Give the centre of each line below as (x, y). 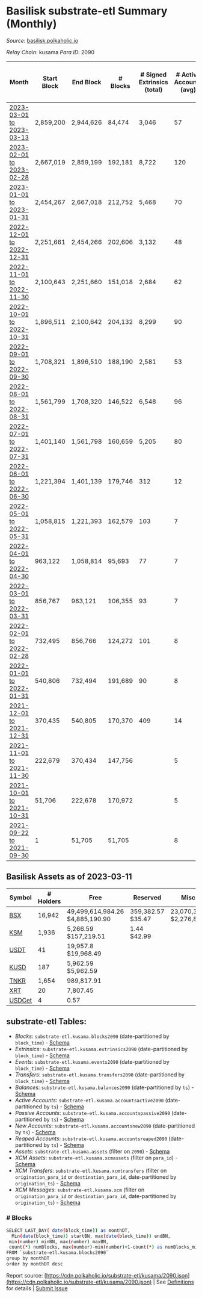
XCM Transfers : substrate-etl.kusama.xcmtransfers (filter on (91, 1170)
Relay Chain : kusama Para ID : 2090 (50, 52)
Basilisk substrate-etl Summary (87, 11)
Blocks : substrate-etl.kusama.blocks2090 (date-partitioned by (92, 1036)
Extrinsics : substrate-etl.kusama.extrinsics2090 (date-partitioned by (101, 1049)
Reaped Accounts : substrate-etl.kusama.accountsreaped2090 (91, 1138)
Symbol (20, 897)
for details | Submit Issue (37, 1288)
